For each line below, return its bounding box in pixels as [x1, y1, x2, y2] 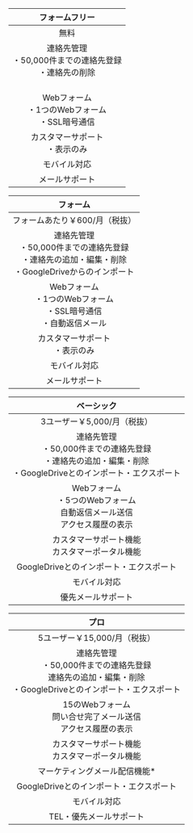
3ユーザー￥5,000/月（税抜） [40, 416, 153, 427]
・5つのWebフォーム [57, 495, 136, 505]
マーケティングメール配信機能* [37, 766, 156, 776]
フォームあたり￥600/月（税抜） [12, 215, 136, 225]
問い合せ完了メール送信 [52, 711, 141, 722]
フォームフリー [39, 12, 95, 23]
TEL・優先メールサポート [48, 811, 145, 822]
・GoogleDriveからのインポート [14, 266, 135, 277]
